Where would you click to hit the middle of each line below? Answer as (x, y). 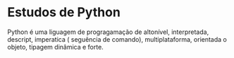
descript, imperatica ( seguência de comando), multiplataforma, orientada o (117, 39)
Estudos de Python (64, 12)
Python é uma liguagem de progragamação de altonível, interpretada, (108, 32)
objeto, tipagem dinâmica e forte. (55, 47)
